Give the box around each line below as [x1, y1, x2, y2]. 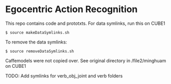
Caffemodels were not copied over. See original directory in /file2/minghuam [5, 57, 166, 64]
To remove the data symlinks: [5, 39, 67, 45]
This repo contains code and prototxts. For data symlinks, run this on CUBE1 [5, 20, 165, 26]
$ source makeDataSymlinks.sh [5, 30, 70, 35]
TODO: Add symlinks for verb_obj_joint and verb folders [5, 72, 123, 79]
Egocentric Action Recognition [5, 4, 138, 15]
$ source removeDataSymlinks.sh [5, 49, 74, 54]
